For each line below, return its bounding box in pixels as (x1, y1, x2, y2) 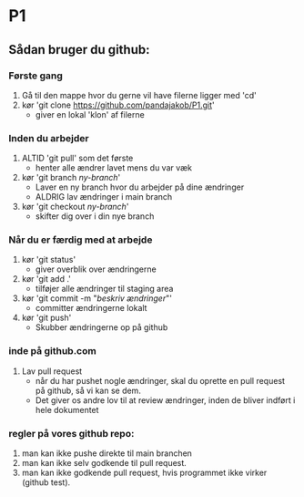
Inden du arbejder (8, 131, 89, 144)
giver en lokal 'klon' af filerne (35, 109, 145, 119)
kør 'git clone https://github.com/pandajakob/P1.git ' (21, 99, 215, 110)
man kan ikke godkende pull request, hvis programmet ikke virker (21, 467, 268, 479)
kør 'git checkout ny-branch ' (21, 202, 129, 212)
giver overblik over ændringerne (35, 264, 157, 274)
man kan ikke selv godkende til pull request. (21, 458, 187, 469)
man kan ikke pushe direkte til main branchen (21, 448, 193, 459)
